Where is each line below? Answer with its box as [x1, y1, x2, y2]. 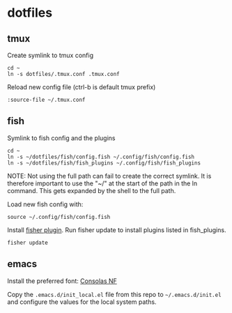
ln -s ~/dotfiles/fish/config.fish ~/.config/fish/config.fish [7, 153, 195, 160]
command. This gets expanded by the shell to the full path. [7, 186, 176, 194]
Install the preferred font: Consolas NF [7, 277, 117, 285]
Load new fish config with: [7, 200, 84, 208]
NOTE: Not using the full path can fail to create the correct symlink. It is [7, 171, 212, 180]
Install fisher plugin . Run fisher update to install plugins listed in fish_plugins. [7, 225, 226, 234]
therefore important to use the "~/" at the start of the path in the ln [7, 179, 198, 188]
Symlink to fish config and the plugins [7, 134, 116, 142]
